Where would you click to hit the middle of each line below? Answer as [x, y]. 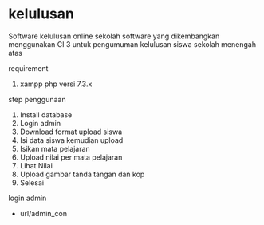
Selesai [32, 182]
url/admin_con [43, 213]
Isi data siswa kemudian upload [71, 140]
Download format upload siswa [71, 132]
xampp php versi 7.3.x [56, 84]
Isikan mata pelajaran [55, 148]
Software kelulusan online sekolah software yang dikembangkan [114, 36]
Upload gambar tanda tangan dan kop [82, 174]
